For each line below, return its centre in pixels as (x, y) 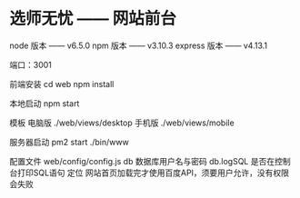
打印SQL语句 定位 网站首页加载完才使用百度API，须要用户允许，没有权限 (153, 173)
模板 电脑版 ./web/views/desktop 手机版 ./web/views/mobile (122, 123)
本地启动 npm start (45, 103)
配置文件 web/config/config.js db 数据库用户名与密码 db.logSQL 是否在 (142, 161)
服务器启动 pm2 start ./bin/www (69, 142)
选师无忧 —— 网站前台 (93, 19)
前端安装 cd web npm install (62, 84)
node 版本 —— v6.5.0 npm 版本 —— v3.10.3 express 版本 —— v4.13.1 (139, 45)
